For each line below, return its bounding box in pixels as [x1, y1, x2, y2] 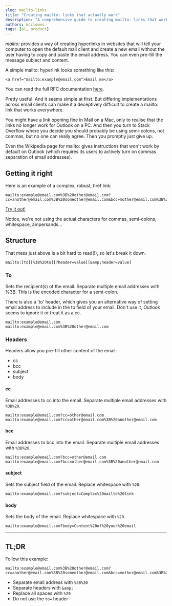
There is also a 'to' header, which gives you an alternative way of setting [5, 299, 158, 305]
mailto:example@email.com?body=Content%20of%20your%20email [5, 523, 137, 529]
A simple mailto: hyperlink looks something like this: [5, 67, 114, 73]
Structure [5, 236, 37, 245]
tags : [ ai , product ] [5, 27, 50, 32]
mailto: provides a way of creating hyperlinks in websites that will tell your [5, 41, 161, 47]
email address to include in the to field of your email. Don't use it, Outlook [5, 304, 160, 311]
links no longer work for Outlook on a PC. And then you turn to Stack [5, 122, 150, 128]
